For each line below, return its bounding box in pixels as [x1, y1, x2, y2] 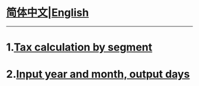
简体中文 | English [6, 6, 89, 19]
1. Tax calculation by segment [6, 41, 153, 54]
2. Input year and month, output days [6, 68, 190, 81]
